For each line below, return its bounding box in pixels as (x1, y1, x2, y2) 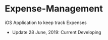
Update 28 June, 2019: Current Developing (12, 29, 101, 35)
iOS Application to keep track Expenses (5, 19, 87, 25)
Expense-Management (5, 3, 103, 14)
